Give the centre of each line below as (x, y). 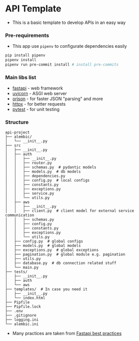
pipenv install (21, 60)
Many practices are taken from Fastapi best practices (67, 334)
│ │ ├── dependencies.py (35, 176)
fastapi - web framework (37, 88)
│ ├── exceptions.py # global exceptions (52, 250)
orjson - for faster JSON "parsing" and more (58, 99)
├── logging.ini (22, 320)
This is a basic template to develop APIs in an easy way (69, 22)
